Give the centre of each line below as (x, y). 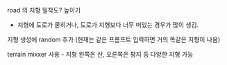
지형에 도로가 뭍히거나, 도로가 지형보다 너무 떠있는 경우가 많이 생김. (108, 25)
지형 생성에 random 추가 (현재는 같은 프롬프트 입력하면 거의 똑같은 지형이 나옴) (114, 39)
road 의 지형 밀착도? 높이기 (44, 10)
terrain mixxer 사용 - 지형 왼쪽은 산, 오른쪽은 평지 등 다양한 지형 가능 (100, 54)
